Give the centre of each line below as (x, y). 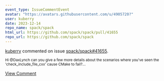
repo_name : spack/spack (30, 28)
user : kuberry (20, 19)
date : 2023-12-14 (23, 23)
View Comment (21, 73)
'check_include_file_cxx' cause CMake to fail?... (45, 64)
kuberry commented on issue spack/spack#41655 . (57, 51)
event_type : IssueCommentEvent (37, 10)
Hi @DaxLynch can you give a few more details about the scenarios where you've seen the (82, 60)
